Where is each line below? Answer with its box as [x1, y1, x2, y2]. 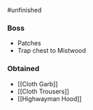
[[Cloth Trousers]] [17, 87, 70, 95]
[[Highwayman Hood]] [17, 94, 82, 103]
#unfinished [7, 6, 42, 14]
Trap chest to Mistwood [17, 47, 86, 55]
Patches [17, 39, 41, 47]
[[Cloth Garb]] [17, 79, 58, 88]
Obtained [7, 64, 40, 74]
